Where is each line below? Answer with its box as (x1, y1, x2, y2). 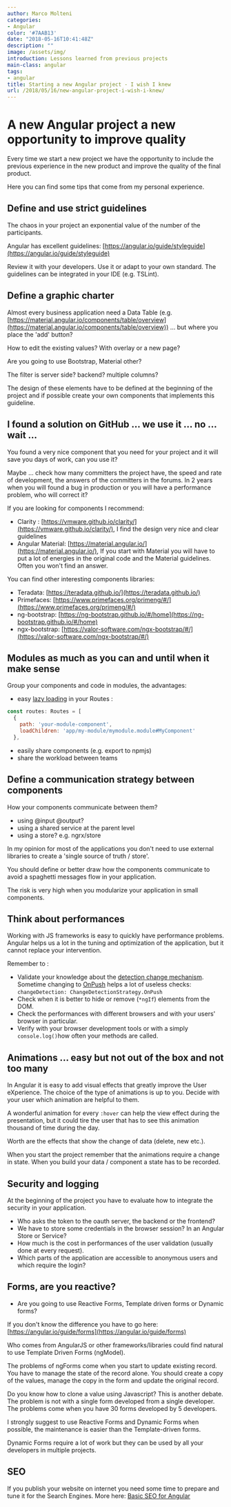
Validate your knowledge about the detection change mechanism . (17, 973, 204, 982)
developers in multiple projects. (7, 1445, 97, 1454)
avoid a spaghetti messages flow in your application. (7, 872, 157, 881)
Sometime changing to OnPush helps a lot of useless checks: (17, 980, 192, 989)
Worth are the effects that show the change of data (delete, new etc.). (7, 1137, 205, 1145)
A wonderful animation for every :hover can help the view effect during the (7, 1109, 220, 1117)
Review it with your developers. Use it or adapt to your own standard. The (7, 262, 217, 270)
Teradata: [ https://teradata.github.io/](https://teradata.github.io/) (17, 588, 201, 597)
